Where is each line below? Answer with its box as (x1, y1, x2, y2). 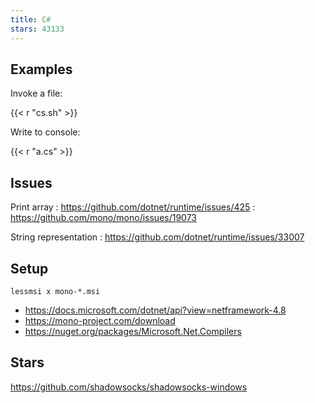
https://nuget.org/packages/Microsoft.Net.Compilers (24, 325, 242, 337)
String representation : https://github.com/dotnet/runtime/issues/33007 (10, 231, 305, 243)
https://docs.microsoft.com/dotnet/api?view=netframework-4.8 (24, 304, 287, 316)
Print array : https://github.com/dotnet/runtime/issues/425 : (10, 201, 256, 213)
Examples (10, 61, 73, 78)
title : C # (10, 14, 52, 25)
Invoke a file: (10, 87, 63, 100)
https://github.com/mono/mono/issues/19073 (10, 212, 197, 224)
